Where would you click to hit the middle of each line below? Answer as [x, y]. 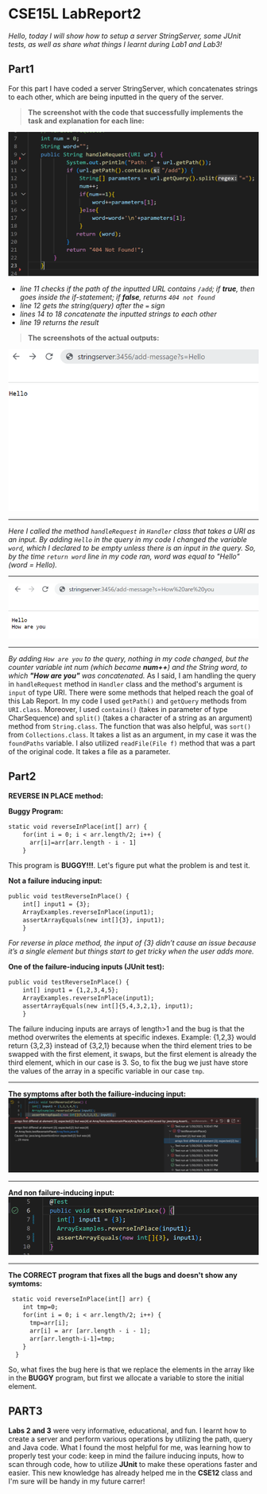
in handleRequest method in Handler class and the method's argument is [126, 683]
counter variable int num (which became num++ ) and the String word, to [128, 667]
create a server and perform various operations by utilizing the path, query [130, 1438]
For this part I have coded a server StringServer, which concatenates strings [133, 88]
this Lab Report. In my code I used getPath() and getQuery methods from [128, 701]
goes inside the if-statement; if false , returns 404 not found [117, 297]
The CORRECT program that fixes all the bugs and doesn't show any [123, 1275]
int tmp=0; [41, 1307]
